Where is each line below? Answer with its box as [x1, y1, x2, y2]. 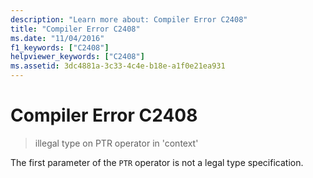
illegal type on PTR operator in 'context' [34, 137, 199, 149]
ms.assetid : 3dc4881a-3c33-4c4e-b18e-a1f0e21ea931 [10, 61, 226, 71]
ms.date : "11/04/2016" [10, 33, 105, 43]
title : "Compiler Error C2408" [10, 24, 141, 34]
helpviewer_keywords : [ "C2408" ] [10, 52, 145, 62]
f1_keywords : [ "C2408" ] [10, 42, 110, 53]
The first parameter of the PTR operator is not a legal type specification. [10, 156, 304, 168]
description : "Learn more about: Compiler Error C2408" [10, 14, 248, 25]
